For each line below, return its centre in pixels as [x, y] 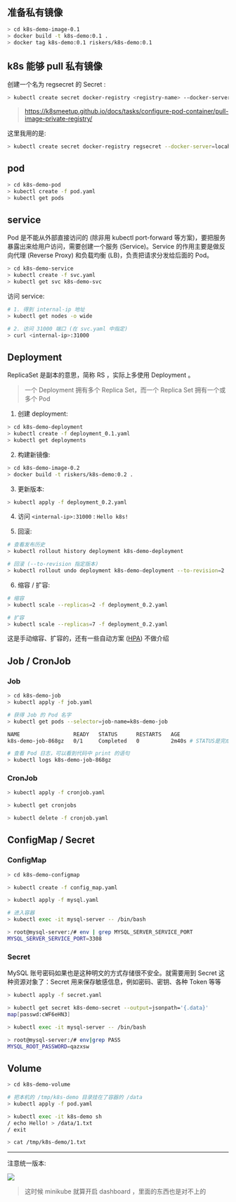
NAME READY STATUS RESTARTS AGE [94, 734]
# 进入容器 [21, 913]
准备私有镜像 [35, 13]
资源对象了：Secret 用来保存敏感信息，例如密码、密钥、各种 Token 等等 [117, 982]
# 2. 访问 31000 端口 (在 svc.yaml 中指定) [68, 329]
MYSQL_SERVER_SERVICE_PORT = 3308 [54, 938]
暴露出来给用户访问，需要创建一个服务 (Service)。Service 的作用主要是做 [113, 247]
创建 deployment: [42, 414]
